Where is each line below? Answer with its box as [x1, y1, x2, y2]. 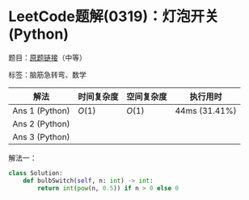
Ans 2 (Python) [12, 118, 70, 129]
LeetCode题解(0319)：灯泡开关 [8, 7, 219, 26]
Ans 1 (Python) [12, 105, 70, 116]
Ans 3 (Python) [12, 131, 70, 142]
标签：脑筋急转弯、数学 [8, 69, 87, 79]
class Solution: [8, 169, 63, 177]
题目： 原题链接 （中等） [8, 52, 87, 62]
